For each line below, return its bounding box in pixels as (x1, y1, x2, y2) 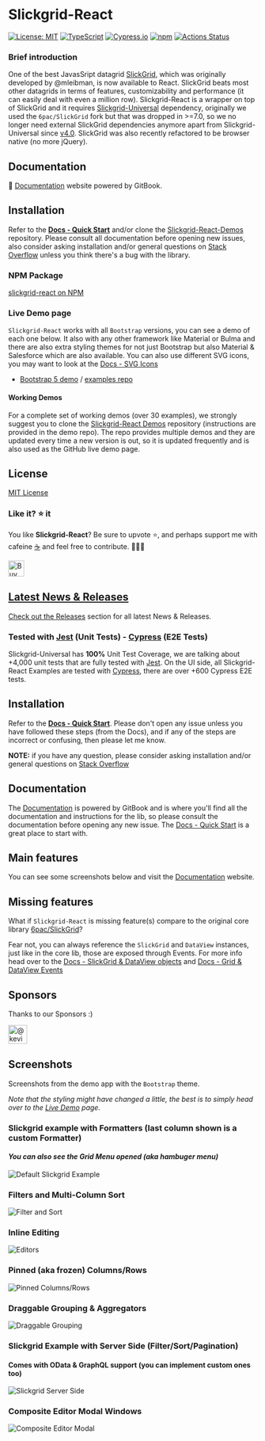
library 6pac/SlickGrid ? (8, 924, 83, 934)
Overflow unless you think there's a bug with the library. (8, 250, 191, 259)
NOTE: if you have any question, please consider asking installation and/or (8, 750, 252, 760)
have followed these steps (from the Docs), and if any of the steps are (8, 726, 237, 736)
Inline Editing (8, 1227, 60, 1238)
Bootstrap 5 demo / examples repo (19, 375, 133, 384)
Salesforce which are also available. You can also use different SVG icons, (8, 351, 249, 360)
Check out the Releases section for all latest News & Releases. (8, 612, 212, 621)
